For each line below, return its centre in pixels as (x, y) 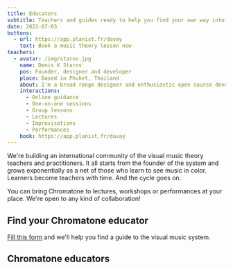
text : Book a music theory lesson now (76, 46)
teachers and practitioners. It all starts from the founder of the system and (113, 163)
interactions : (40, 91)
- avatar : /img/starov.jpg (52, 59)
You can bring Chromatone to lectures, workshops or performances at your (115, 191)
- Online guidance (52, 98)
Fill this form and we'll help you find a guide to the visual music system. (109, 237)
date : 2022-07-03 (32, 26)
